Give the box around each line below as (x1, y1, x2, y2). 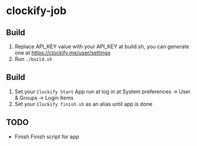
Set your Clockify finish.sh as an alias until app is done (14, 100, 153, 107)
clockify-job (6, 4, 66, 18)
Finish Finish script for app (14, 133, 79, 140)
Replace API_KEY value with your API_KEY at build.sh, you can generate (14, 43, 189, 50)
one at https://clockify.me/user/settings (14, 49, 111, 56)
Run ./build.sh (14, 56, 52, 62)
